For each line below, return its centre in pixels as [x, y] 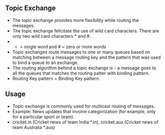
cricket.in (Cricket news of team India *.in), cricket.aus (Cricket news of [85, 122]
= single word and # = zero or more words [63, 46]
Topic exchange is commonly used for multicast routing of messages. [83, 106]
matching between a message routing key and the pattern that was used [86, 57]
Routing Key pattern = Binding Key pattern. [56, 78]
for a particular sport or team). [43, 117]
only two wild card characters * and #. [51, 36]
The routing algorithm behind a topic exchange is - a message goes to [84, 68]
